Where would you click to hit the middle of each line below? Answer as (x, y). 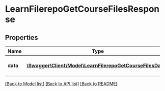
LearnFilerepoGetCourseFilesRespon (82, 9)
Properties (22, 37)
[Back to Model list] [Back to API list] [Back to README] (61, 84)
